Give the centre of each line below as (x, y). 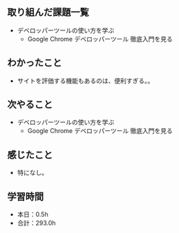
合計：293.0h (37, 223)
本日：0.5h (32, 214)
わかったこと (35, 63)
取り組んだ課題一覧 (48, 12)
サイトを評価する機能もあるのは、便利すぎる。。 (85, 81)
